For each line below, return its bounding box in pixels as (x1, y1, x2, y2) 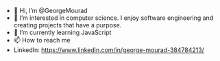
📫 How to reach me (13, 36, 71, 44)
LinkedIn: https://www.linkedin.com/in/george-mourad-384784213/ (13, 46, 204, 54)
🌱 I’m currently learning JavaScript (13, 28, 112, 36)
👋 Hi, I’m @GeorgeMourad (13, 7, 88, 14)
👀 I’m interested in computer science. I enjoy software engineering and (13, 14, 214, 22)
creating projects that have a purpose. (13, 21, 122, 29)
